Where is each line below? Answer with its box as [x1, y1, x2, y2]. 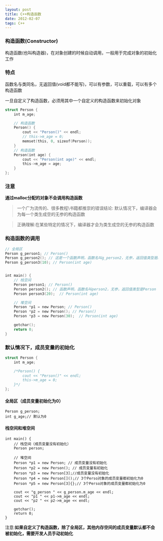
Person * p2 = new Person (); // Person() [14, 309, 97, 314]
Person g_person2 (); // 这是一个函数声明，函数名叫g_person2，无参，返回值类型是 [5, 255, 158, 261]
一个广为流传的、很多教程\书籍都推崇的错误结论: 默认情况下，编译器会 [16, 205, 157, 211]
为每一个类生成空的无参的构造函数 [16, 212, 85, 217]
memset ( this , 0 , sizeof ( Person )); [22, 139, 92, 144]
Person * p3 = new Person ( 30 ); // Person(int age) [14, 314, 118, 319]
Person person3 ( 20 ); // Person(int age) [14, 291, 98, 296]
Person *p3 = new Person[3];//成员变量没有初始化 [14, 471, 110, 476]
